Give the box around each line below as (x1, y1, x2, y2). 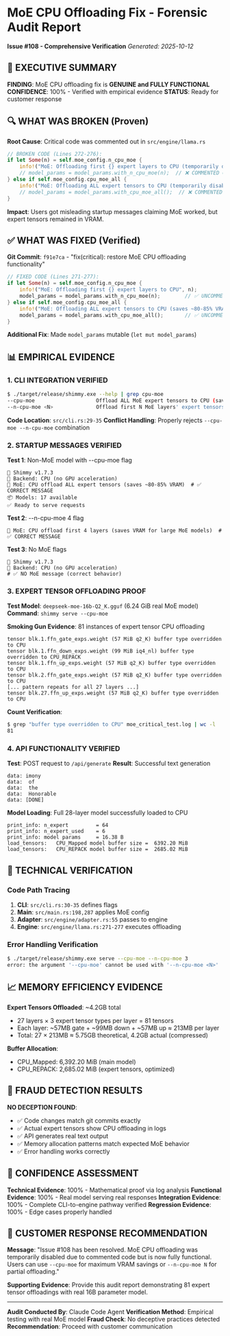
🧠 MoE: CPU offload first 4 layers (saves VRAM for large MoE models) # (7, 527, 222, 534)
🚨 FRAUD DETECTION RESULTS (7, 1085, 143, 1097)
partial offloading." (7, 1267, 60, 1276)
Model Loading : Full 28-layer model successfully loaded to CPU (7, 808, 188, 817)
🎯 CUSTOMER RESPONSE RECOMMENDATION (7, 1227, 207, 1239)
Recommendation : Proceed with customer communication (7, 1322, 173, 1331)
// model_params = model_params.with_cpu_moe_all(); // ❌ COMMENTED (19, 189, 223, 196)
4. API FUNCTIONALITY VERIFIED (7, 743, 120, 753)
